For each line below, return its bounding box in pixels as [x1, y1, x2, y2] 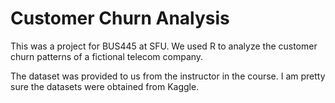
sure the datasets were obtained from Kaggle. [10, 80, 200, 92]
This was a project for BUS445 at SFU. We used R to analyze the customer [10, 40, 318, 52]
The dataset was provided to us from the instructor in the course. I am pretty [10, 70, 326, 82]
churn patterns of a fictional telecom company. [10, 50, 204, 62]
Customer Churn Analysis [10, 7, 230, 30]
